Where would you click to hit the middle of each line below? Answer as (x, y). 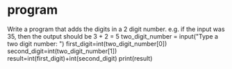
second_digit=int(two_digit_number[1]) (62, 51)
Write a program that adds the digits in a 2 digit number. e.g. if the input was (116, 29)
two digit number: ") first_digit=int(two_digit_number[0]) (87, 43)
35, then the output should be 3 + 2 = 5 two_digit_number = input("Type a (113, 36)
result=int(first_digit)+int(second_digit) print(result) (80, 58)
